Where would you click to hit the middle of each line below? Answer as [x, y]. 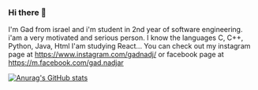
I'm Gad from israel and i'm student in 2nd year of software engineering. [125, 30]
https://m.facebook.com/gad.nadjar [66, 63]
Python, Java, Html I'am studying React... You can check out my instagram [129, 46]
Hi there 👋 [28, 13]
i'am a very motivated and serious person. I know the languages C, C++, [126, 38]
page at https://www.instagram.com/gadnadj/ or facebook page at [116, 55]
